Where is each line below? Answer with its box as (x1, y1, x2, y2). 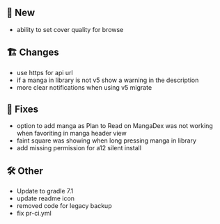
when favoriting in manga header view (16, 129, 127, 138)
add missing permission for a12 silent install (16, 144, 142, 152)
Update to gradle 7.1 (16, 187, 74, 195)
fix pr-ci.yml (16, 209, 52, 218)
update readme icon (16, 194, 74, 202)
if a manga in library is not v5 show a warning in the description (16, 76, 199, 84)
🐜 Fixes (6, 104, 39, 115)
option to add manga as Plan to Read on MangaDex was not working (16, 122, 213, 130)
